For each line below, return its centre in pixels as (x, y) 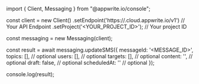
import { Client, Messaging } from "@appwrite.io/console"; (79, 9)
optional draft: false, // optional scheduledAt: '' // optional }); (80, 63)
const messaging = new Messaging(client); (59, 38)
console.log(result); (30, 74)
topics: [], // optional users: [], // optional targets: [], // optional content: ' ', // (99, 56)
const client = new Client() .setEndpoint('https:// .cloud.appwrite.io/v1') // (96, 20)
